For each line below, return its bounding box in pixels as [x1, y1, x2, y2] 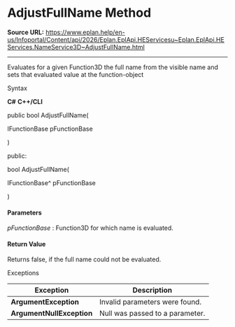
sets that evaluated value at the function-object [7, 70, 144, 78]
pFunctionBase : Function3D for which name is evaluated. [7, 224, 173, 232]
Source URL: [7, 28, 44, 36]
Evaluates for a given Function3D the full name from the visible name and [7, 63, 219, 71]
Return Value [7, 240, 46, 248]
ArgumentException [10, 297, 79, 307]
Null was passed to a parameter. [99, 309, 206, 319]
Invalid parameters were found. [99, 297, 201, 307]
